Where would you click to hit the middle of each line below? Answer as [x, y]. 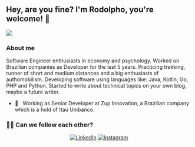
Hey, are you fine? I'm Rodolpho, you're [80, 10]
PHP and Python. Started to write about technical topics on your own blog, [96, 86]
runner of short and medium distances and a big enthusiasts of [82, 73]
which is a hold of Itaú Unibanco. [54, 110]
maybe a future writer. [33, 92]
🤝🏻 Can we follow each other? [49, 125]
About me [21, 48]
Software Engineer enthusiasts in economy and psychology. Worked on [93, 61]
